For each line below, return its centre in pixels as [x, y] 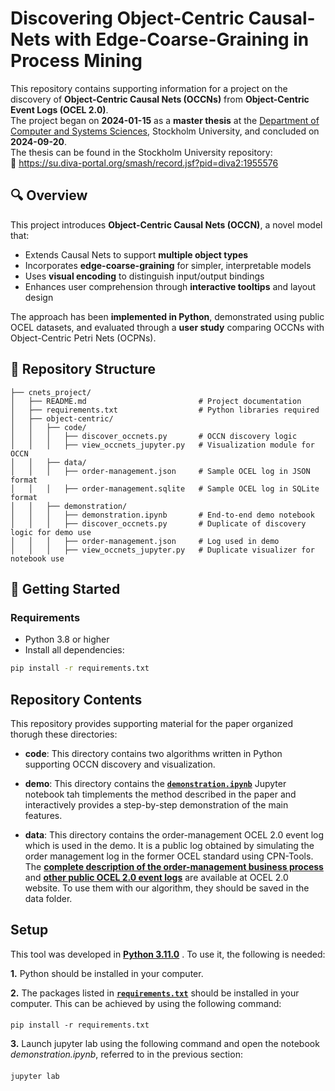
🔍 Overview [49, 195]
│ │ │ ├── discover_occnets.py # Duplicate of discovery [158, 523]
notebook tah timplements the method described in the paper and [160, 794]
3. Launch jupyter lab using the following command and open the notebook [165, 1044]
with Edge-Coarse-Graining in [182, 39]
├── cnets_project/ [51, 392]
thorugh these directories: [64, 734]
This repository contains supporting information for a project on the [149, 88]
